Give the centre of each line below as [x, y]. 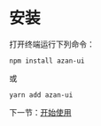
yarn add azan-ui [41, 95]
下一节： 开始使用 [40, 112]
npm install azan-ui [47, 61]
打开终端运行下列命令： [52, 44]
